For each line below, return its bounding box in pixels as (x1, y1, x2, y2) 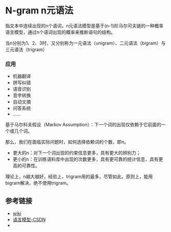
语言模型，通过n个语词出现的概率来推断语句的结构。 (5, 29, 116, 35)
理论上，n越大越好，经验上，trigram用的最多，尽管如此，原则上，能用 (5, 173, 153, 180)
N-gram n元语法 (5, 5, 74, 16)
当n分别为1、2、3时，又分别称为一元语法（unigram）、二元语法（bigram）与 (5, 40, 166, 46)
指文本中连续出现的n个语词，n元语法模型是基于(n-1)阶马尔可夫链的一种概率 (5, 23, 164, 29)
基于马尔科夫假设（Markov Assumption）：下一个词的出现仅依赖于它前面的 (5, 122, 162, 128)
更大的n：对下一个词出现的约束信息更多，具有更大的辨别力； (12, 150, 141, 156)
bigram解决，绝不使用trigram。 (5, 180, 71, 186)
